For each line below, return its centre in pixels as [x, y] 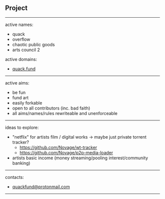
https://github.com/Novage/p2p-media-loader [66, 152]
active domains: [21, 59]
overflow [21, 39]
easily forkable [27, 103]
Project [16, 8]
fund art [20, 97]
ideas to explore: [22, 127]
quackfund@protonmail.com [41, 187]
